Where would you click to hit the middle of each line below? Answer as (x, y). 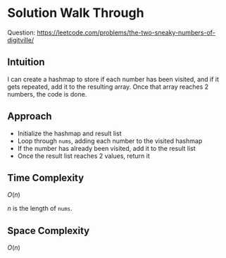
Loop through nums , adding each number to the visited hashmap (110, 141)
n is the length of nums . (40, 209)
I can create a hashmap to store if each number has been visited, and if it (113, 79)
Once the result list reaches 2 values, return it (83, 156)
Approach (30, 117)
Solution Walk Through (76, 13)
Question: (21, 32)
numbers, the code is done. (47, 94)
